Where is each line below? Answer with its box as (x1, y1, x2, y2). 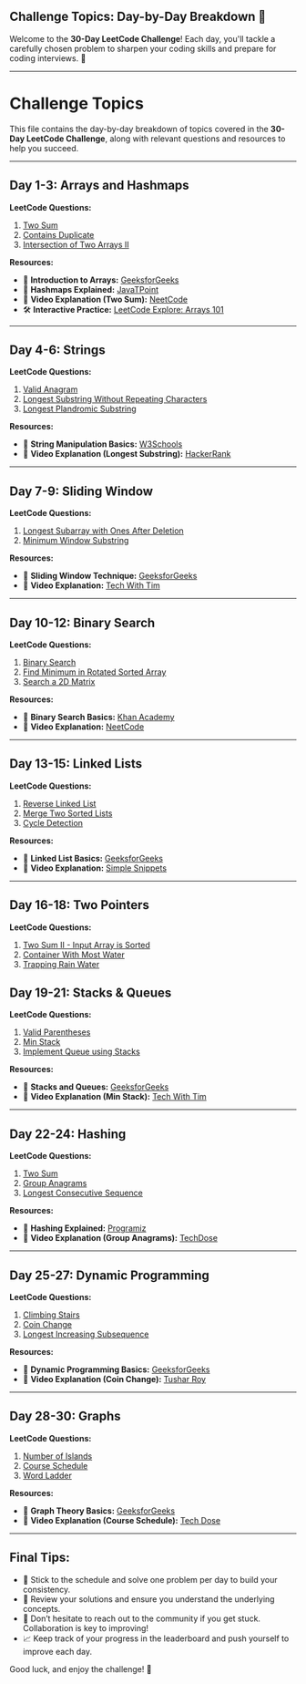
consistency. (22, 1584, 71, 1595)
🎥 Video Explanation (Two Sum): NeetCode (22, 294, 189, 305)
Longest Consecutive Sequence (22, 1187, 144, 1199)
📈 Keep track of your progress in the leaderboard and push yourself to (22, 1633, 290, 1644)
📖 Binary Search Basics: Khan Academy (22, 712, 175, 722)
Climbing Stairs (22, 1309, 80, 1320)
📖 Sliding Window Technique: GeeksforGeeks (22, 571, 198, 582)
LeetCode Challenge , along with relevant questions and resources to (25, 133, 286, 144)
